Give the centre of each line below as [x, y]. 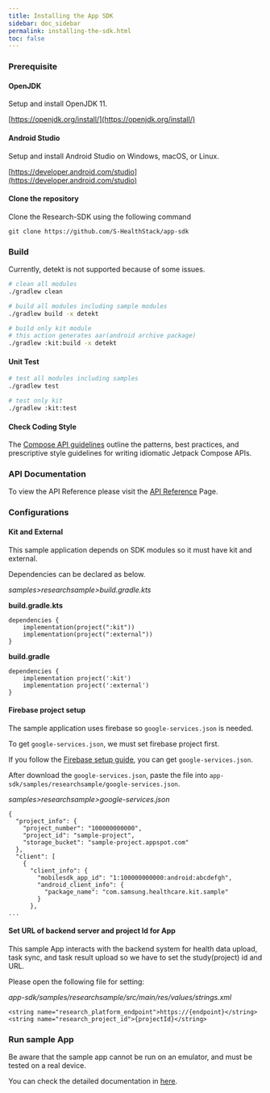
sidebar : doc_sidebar [45, 23]
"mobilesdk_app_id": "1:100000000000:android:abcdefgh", [135, 877]
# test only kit [35, 401]
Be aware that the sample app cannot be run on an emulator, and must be [130, 1057]
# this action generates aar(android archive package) [102, 336]
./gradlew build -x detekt [54, 313]
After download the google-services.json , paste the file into [108, 775]
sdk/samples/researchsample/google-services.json [93, 784]
